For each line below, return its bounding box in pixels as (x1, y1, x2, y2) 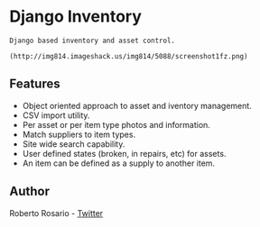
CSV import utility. (22, 110, 90, 121)
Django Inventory (9, 6, 143, 27)
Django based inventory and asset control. (9, 36, 176, 45)
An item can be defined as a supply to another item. (22, 158, 215, 168)
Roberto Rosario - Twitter (9, 207, 104, 218)
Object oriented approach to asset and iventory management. (22, 100, 253, 111)
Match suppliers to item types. (22, 129, 136, 140)
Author (9, 184, 50, 199)
